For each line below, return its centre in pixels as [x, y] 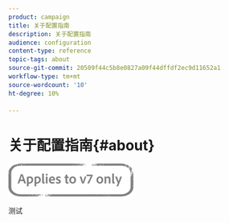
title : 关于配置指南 [39, 25]
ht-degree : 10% [34, 93]
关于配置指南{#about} [82, 145]
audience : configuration [50, 43]
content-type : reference [50, 51]
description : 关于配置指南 [50, 34]
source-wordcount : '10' [48, 85]
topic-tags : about [39, 60]
